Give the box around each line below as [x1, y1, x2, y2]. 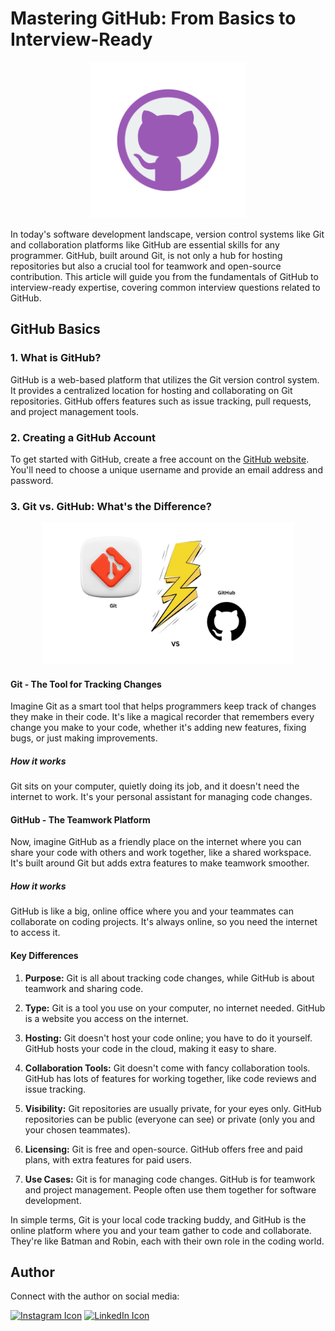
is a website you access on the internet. [24, 1012, 189, 1024]
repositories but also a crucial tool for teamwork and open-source [10, 260, 282, 272]
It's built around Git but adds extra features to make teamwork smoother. [10, 857, 310, 869]
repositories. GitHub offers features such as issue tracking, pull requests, [10, 395, 312, 407]
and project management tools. [10, 405, 139, 417]
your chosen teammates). [24, 1123, 131, 1136]
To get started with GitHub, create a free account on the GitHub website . [10, 453, 310, 465]
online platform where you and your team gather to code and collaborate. [10, 1224, 312, 1236]
